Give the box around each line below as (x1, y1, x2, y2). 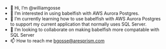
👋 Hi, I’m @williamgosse (10, 5, 61, 11)
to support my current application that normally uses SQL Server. (10, 21, 147, 27)
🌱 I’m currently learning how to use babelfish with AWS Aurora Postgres (10, 16, 161, 21)
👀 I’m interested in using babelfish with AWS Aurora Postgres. (10, 10, 140, 16)
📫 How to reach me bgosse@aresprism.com (10, 38, 105, 43)
